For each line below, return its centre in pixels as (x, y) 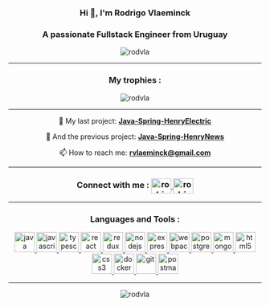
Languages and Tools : (135, 218)
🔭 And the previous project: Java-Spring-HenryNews (135, 137)
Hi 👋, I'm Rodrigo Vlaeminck (135, 13)
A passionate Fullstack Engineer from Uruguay (135, 34)
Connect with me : (113, 186)
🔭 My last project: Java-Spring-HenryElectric (135, 120)
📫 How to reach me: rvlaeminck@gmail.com (135, 153)
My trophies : (135, 80)
